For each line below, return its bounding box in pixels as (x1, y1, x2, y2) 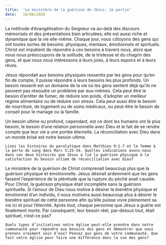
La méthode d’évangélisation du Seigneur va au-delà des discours (5, 25, 140, 31)
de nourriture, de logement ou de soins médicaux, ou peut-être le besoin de (5, 103, 160, 109)
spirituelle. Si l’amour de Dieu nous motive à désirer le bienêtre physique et (5, 186, 158, 192)
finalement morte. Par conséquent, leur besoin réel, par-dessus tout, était (5, 207, 155, 213)
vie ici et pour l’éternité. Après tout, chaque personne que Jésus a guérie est (5, 202, 161, 208)
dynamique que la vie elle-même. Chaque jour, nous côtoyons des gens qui (5, 36, 159, 42)
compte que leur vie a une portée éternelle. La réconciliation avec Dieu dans (5, 129, 161, 135)
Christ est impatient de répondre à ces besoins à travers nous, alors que (5, 47, 152, 52)
